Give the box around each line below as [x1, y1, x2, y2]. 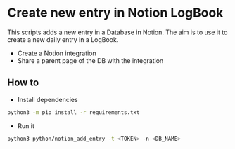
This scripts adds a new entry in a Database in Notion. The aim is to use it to [7, 28, 228, 36]
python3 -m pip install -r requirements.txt [7, 108, 140, 116]
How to [7, 77, 39, 89]
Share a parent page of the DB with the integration [17, 56, 164, 64]
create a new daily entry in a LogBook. [7, 35, 119, 43]
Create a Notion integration [17, 49, 96, 57]
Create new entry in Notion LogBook [7, 5, 224, 21]
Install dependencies [17, 95, 79, 104]
